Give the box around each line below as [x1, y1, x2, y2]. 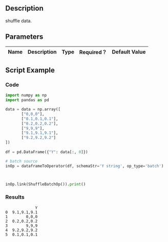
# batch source [5, 158, 38, 164]
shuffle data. [5, 17, 32, 23]
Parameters [5, 33, 44, 41]
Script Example [5, 66, 55, 75]
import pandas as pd [5, 98, 50, 103]
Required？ [79, 49, 107, 56]
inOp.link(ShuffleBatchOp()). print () [5, 181, 86, 187]
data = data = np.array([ [5, 107, 60, 112]
